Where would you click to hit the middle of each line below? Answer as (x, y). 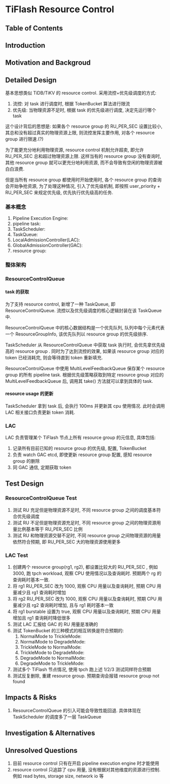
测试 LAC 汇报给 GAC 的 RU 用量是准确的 (55, 624)
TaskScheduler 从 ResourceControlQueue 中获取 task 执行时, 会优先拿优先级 (85, 345)
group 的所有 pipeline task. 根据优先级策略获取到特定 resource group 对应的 (84, 375)
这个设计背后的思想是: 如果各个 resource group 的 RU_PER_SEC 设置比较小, (84, 126)
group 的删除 (26, 461)
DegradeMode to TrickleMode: (52, 663)
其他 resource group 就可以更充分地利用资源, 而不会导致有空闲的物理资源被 (84, 163)
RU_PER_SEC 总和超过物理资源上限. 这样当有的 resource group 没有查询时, (83, 156)
